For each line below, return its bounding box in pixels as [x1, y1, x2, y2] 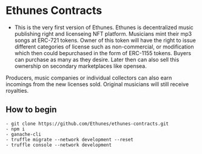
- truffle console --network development [5, 142, 112, 148]
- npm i [5, 126, 25, 132]
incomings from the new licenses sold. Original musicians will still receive [5, 80, 189, 88]
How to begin [5, 104, 57, 115]
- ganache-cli [5, 131, 42, 137]
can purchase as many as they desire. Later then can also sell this [14, 56, 180, 63]
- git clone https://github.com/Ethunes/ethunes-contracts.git [5, 121, 169, 127]
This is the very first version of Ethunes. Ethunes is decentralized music [14, 24, 194, 31]
